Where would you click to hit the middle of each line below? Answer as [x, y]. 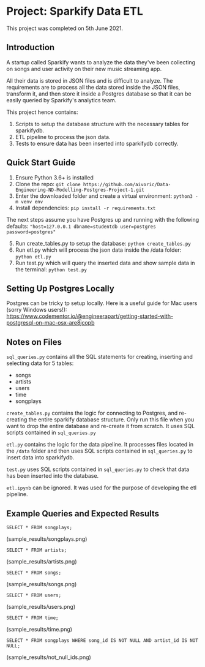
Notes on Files [34, 342]
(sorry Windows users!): [37, 310]
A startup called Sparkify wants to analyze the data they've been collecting [101, 62]
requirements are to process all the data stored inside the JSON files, [93, 87]
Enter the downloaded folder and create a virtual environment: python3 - [107, 196]
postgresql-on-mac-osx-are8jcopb [50, 323]
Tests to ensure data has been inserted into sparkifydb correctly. [97, 143]
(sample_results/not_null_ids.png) [49, 657]
